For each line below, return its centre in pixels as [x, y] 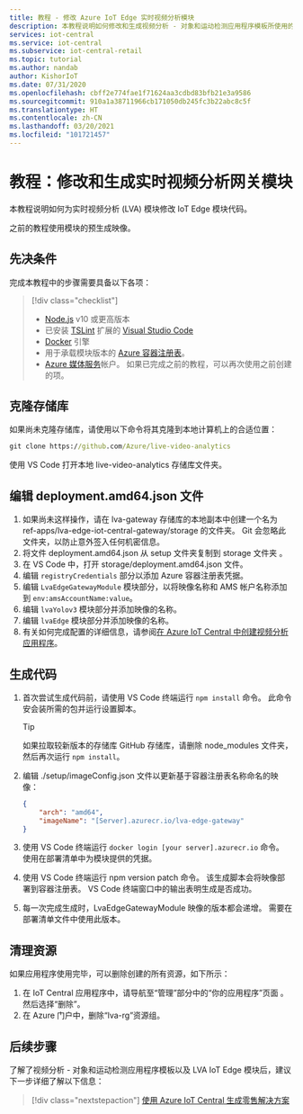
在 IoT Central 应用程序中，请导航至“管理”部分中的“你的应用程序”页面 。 [156, 993]
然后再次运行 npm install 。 [73, 756]
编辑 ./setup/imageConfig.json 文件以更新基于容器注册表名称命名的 [147, 776]
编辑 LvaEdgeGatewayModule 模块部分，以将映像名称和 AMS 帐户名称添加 [155, 587]
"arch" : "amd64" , [71, 812]
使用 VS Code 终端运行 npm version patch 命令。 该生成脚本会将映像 [150, 877]
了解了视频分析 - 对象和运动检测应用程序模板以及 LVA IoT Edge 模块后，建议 [151, 1070]
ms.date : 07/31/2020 [48, 85]
